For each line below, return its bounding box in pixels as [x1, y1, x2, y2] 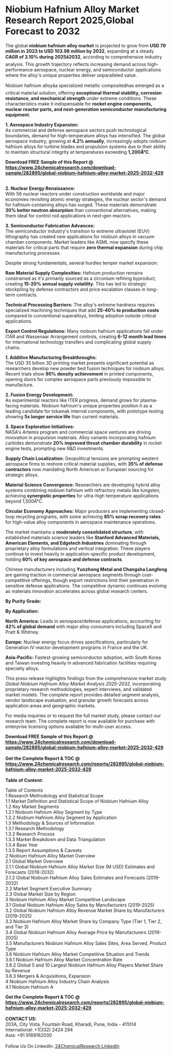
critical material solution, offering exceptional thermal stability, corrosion [5, 90, 162, 96]
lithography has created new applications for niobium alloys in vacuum [5, 233, 155, 240]
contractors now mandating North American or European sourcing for [5, 466, 154, 472]
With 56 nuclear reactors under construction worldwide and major [5, 190, 145, 196]
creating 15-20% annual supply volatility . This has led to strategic [5, 280, 147, 287]
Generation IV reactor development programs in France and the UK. [5, 644, 148, 650]
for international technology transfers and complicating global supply [5, 338, 151, 345]
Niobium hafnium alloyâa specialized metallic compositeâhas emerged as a [5, 82, 164, 88]
